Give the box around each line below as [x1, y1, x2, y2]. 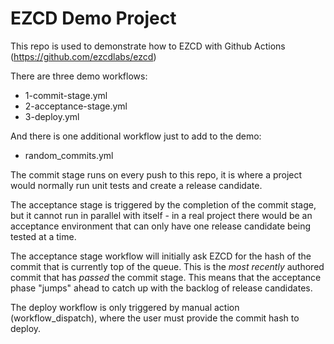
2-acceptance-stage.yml [24, 100, 128, 112]
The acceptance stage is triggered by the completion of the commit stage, [10, 198, 317, 211]
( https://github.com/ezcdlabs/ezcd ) [10, 50, 157, 62]
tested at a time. [10, 230, 77, 242]
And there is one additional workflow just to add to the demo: [10, 130, 262, 142]
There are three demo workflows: [10, 70, 148, 82]
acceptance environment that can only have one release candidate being [10, 220, 312, 232]
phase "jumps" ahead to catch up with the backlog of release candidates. [10, 282, 313, 294]
